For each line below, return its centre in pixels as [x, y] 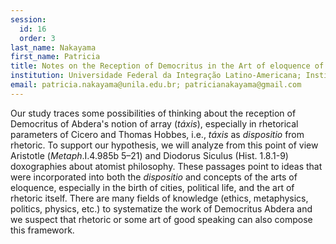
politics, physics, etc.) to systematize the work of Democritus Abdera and [161, 208]
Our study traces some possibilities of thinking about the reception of [153, 113]
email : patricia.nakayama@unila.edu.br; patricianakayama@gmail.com [156, 85]
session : [28, 19]
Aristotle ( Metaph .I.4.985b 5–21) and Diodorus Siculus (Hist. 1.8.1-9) [149, 155]
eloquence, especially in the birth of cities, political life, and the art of [152, 187]
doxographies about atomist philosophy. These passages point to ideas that [166, 166]
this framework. [42, 230]
